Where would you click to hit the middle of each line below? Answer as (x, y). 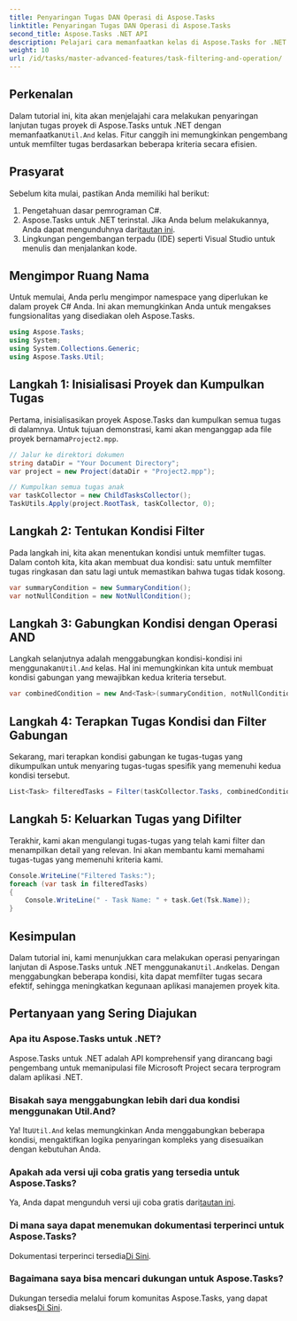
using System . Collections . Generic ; (75, 349)
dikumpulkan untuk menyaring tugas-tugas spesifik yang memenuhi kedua (145, 766)
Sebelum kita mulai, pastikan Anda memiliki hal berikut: (109, 193)
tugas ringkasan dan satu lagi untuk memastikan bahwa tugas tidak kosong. (147, 571)
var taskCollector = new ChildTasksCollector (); (100, 496)
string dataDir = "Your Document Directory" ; (94, 463)
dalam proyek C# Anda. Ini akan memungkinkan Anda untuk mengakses (140, 307)
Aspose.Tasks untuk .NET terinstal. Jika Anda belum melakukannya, (145, 220)
